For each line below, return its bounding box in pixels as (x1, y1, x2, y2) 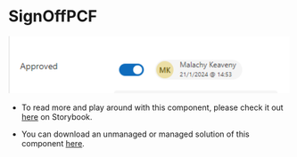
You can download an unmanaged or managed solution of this (21, 129, 251, 139)
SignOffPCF (8, 6, 98, 27)
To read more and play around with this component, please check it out (21, 102, 284, 113)
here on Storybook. (21, 112, 93, 122)
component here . (21, 138, 86, 149)
